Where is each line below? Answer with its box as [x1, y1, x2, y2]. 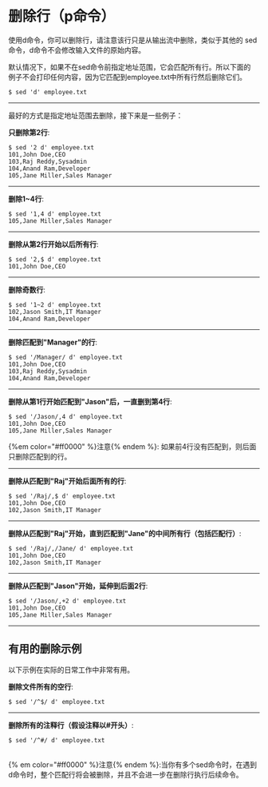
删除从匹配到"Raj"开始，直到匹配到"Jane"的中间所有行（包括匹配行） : [8, 528, 242, 538]
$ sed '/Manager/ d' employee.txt [8, 353, 124, 361]
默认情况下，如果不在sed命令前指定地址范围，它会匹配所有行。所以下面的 [8, 62, 251, 72]
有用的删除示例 [8, 642, 82, 656]
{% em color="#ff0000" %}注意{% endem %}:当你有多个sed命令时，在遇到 [8, 760, 258, 769]
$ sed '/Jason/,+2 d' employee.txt [8, 597, 127, 605]
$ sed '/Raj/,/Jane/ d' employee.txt [8, 544, 134, 552]
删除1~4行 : [8, 193, 45, 204]
